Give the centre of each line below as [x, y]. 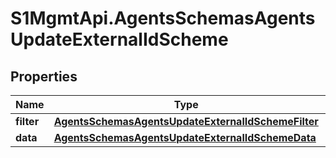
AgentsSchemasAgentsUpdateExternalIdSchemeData [185, 137]
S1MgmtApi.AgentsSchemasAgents [163, 18]
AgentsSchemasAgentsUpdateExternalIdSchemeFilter [186, 121]
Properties [44, 76]
